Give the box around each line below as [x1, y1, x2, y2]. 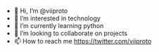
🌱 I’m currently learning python [13, 22, 104, 30]
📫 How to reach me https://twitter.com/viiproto [13, 37, 152, 45]
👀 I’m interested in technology [13, 14, 101, 22]
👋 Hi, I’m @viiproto [13, 7, 68, 15]
